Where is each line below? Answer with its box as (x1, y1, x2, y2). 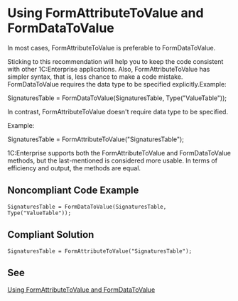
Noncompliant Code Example (7, 185, 139, 197)
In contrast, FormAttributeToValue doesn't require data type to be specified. (7, 107, 229, 116)
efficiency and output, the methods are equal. (7, 163, 141, 172)
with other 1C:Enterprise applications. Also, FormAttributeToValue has (7, 65, 210, 73)
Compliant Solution (7, 229, 94, 241)
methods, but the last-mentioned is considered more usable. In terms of (7, 156, 218, 165)
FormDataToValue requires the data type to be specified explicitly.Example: (7, 80, 227, 88)
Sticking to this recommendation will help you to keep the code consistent (7, 57, 224, 65)
